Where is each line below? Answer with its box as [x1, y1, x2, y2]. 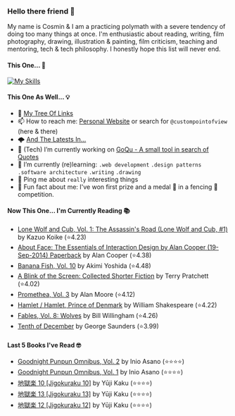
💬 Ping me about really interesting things [17, 175, 139, 183]
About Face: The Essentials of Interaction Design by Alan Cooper [17, 243, 206, 251]
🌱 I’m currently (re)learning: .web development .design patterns [17, 160, 202, 169]
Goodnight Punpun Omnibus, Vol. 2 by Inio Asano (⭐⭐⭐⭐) [17, 357, 185, 366]
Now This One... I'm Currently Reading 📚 [7, 207, 130, 215]
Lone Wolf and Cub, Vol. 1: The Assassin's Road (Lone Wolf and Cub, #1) [17, 225, 229, 233]
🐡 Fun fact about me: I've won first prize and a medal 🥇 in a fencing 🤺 [17, 183, 218, 191]
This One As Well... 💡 [7, 93, 70, 102]
